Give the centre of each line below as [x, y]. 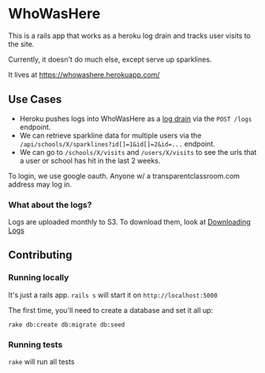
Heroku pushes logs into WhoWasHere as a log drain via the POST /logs [136, 119]
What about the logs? [50, 205]
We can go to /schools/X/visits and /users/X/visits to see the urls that [138, 152]
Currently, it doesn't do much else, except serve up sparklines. [110, 59]
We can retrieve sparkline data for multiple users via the [110, 135]
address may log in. [40, 184]
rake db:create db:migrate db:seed [67, 325]
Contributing [40, 255]
